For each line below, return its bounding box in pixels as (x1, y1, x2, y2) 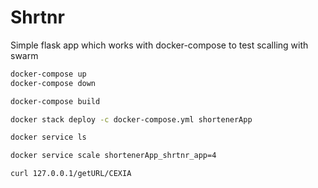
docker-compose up (10, 69, 87, 79)
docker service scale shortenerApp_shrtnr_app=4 (10, 151, 217, 161)
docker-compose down (10, 78, 97, 88)
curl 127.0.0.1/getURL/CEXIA (10, 169, 132, 179)
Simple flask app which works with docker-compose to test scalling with (10, 39, 309, 51)
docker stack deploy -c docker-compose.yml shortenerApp (10, 114, 253, 125)
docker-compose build (10, 96, 101, 106)
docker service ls (10, 132, 87, 143)
